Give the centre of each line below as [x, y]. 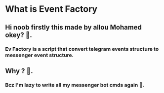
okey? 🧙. [19, 35]
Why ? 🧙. [19, 71]
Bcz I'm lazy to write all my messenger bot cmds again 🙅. [75, 85]
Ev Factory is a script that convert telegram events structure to [82, 49]
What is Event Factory [51, 9]
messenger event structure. [40, 55]
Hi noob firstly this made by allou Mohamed [74, 27]
